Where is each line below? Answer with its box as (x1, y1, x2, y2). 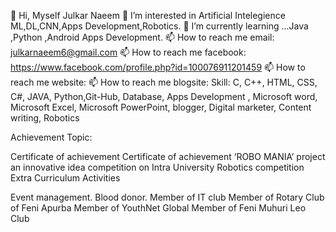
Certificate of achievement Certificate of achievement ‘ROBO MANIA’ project (10, 151, 326, 162)
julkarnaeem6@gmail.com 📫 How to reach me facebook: (10, 46, 247, 58)
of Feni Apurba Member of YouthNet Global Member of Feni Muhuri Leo (10, 202, 307, 214)
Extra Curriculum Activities (10, 172, 121, 184)
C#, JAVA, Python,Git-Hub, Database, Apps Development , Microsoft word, (10, 91, 318, 102)
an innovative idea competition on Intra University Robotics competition (10, 161, 305, 173)
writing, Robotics (10, 112, 80, 124)
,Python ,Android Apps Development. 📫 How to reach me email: (10, 31, 275, 43)
